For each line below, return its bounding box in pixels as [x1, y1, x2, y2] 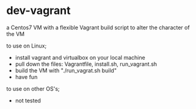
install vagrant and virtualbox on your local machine [15, 54, 145, 61]
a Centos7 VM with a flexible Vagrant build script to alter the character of [6, 24, 191, 31]
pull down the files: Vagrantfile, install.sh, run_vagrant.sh [15, 60, 158, 68]
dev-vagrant [6, 4, 71, 18]
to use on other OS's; [6, 85, 60, 92]
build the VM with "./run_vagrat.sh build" [15, 66, 117, 74]
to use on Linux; [6, 42, 47, 49]
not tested [15, 97, 42, 104]
